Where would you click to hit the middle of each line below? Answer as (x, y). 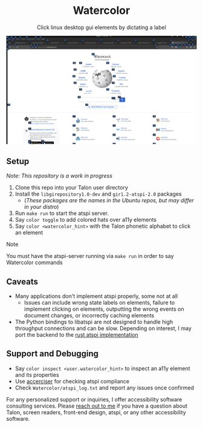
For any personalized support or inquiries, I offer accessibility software (94, 399)
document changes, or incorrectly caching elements (89, 316)
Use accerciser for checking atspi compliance (72, 381)
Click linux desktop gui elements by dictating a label (101, 27)
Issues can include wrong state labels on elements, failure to (99, 303)
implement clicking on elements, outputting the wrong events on (104, 309)
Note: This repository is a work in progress (60, 176)
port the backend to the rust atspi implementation (77, 335)
